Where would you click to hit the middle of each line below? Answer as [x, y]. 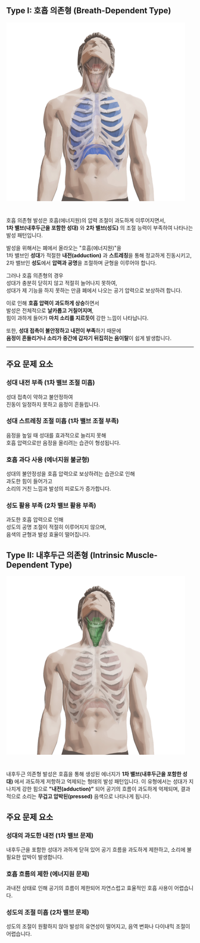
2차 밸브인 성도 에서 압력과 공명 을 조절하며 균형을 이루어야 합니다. [82, 263]
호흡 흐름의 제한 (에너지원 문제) [48, 874]
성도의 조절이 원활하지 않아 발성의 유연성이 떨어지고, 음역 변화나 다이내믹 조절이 [98, 926]
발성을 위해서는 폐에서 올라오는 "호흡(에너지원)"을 [64, 248]
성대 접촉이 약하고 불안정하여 [40, 397]
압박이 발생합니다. [43, 857]
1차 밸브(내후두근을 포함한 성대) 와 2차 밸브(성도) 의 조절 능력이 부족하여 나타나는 [100, 228]
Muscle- [142, 555]
